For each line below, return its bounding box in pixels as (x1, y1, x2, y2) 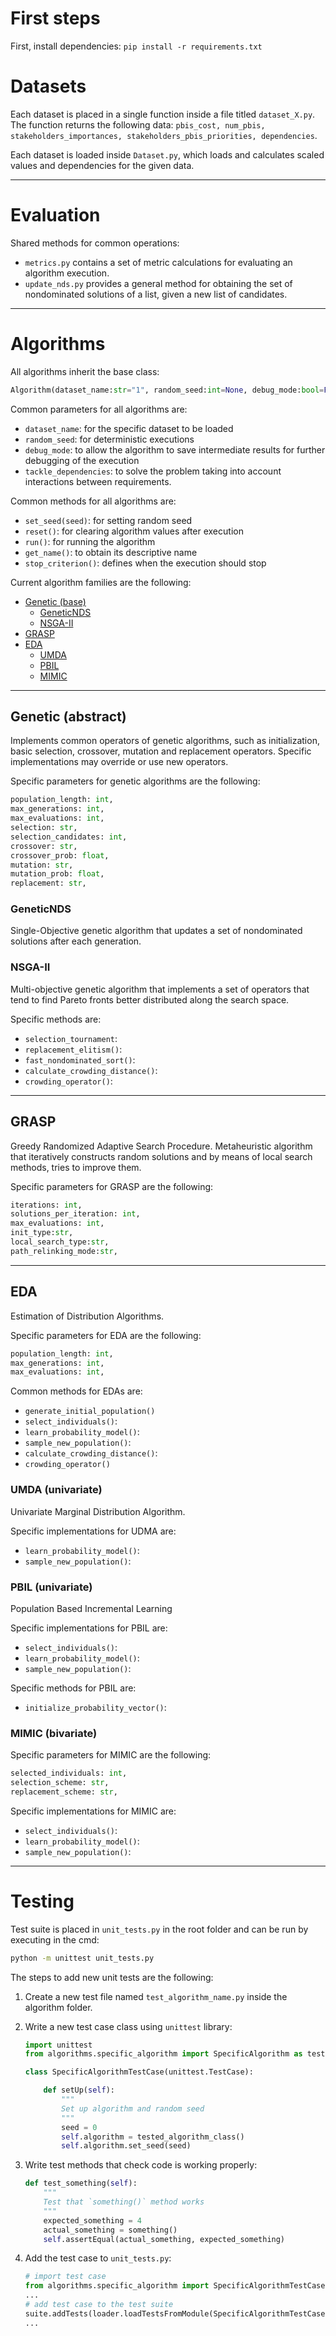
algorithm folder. (24, 2001, 93, 2013)
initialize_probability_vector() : (24, 1701, 167, 1713)
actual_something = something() (43, 2225, 178, 2235)
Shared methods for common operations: (10, 237, 180, 249)
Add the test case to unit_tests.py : (24, 2252, 172, 2264)
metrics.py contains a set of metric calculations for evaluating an (24, 256, 293, 268)
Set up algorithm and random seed (61, 2103, 205, 2114)
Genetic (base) (24, 595, 87, 607)
